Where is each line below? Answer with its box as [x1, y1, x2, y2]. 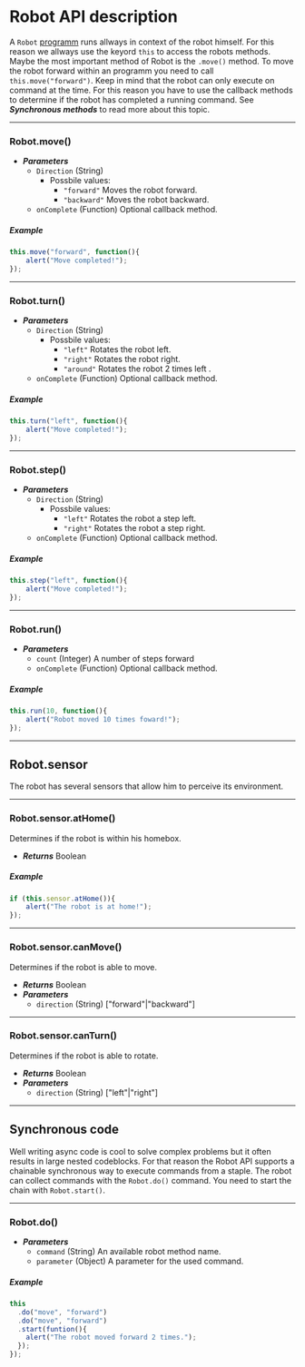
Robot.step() [9, 463, 66, 476]
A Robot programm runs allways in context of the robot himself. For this [9, 36, 275, 47]
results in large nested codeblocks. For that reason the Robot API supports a [9, 1156, 295, 1166]
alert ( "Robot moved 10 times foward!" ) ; [25, 714, 181, 723]
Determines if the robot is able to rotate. [9, 1050, 159, 1061]
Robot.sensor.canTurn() [9, 1029, 118, 1042]
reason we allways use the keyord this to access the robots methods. [9, 45, 271, 56]
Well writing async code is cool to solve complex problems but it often [9, 1146, 271, 1156]
